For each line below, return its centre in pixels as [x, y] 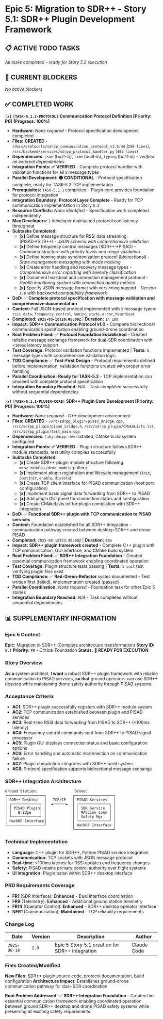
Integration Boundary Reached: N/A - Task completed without [75, 597]
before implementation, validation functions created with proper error [81, 366]
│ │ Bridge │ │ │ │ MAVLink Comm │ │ [61, 813]
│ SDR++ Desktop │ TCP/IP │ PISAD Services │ [61, 800]
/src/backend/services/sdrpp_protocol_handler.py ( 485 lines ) [75, 151]
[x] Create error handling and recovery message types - [75, 267]
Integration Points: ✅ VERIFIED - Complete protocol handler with [77, 166]
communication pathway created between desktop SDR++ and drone [81, 529]
